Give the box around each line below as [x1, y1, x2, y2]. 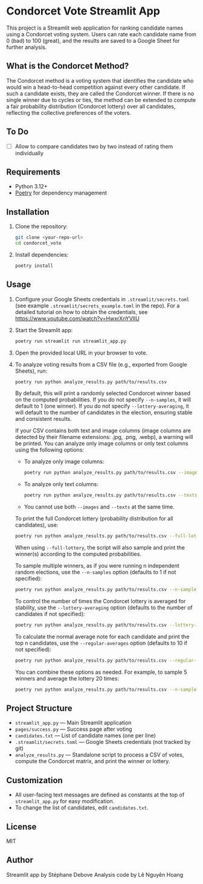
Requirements [6, 167, 60, 178]
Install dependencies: [14, 251, 69, 258]
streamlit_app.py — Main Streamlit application [14, 719, 132, 726]
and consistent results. [14, 415, 72, 423]
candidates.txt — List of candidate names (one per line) [14, 732, 156, 739]
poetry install [14, 263, 54, 269]
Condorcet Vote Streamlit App [6, 4, 160, 18]
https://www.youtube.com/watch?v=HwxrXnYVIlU [14, 315, 140, 322]
